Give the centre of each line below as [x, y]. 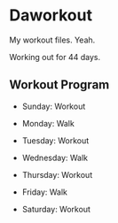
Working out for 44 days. [55, 57]
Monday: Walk [48, 123]
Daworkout [51, 15]
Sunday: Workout [54, 106]
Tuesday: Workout [55, 140]
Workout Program [59, 85]
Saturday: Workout [56, 209]
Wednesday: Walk [55, 158]
